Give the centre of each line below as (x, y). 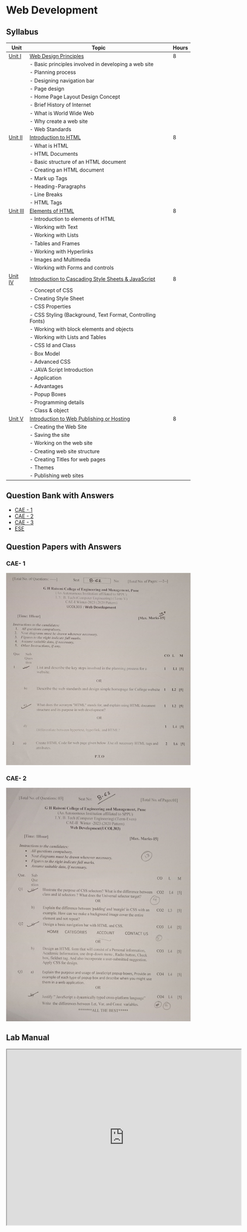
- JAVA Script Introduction (61, 370)
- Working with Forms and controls (72, 268)
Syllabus (23, 32)
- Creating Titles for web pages (68, 459)
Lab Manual (28, 1038)
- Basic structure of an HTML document (78, 162)
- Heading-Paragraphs (58, 186)
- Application (46, 378)
